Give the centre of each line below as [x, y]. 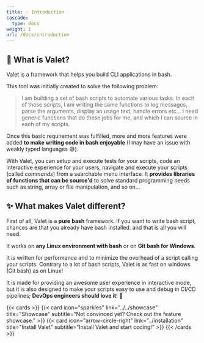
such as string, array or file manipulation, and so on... [73, 187]
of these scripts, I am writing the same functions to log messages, [104, 104]
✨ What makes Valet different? [66, 206]
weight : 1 [19, 29]
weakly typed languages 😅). [42, 149]
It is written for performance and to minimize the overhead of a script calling [102, 257]
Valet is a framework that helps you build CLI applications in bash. [89, 74]
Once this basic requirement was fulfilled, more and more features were [97, 136]
